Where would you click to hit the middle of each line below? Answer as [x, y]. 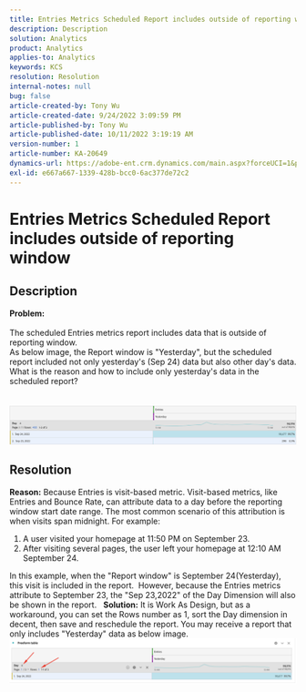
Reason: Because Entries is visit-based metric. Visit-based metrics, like [143, 492]
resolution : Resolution [55, 77]
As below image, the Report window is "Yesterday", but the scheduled [141, 351]
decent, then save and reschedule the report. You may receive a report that [151, 624]
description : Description [58, 29]
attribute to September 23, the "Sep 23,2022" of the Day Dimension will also [153, 595]
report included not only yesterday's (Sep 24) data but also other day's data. [153, 361]
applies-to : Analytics [52, 58]
